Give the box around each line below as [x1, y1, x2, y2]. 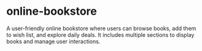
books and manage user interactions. [6, 37, 101, 45]
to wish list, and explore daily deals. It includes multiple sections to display [6, 31, 195, 38]
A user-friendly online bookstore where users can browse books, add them [6, 25, 196, 32]
